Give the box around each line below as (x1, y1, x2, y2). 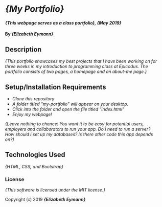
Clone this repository (12, 96, 55, 101)
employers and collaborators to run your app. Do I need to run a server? (5, 126, 151, 132)
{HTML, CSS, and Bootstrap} (5, 163, 64, 169)
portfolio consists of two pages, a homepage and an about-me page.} (5, 69, 147, 74)
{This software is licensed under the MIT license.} (5, 187, 106, 193)
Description (5, 45, 42, 53)
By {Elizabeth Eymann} (5, 31, 54, 37)
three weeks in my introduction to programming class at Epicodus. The (5, 64, 148, 69)
